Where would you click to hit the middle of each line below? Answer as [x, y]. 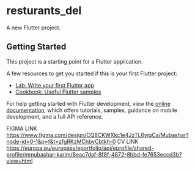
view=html [20, 161]
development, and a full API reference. [55, 116]
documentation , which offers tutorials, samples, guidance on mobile [92, 110]
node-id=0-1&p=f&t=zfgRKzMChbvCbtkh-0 [61, 141]
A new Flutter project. [34, 28]
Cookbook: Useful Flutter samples [58, 92]
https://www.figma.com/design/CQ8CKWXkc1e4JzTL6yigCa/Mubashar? [98, 135]
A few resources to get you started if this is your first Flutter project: [92, 73]
